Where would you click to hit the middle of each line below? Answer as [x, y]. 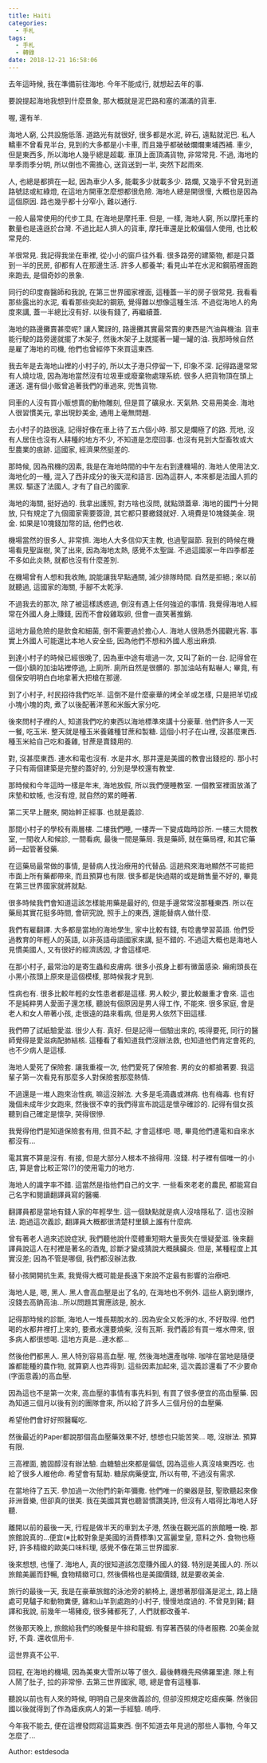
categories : [28, 23]
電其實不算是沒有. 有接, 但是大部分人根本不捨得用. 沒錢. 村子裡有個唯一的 [128, 1157]
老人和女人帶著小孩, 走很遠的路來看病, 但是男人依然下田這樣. [108, 1013]
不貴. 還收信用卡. [46, 1638]
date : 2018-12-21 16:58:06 [53, 61]
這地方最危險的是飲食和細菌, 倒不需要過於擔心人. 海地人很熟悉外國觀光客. [128, 630]
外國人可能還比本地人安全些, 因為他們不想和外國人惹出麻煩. [120, 640]
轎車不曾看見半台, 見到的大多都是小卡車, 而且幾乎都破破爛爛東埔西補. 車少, [130, 144]
